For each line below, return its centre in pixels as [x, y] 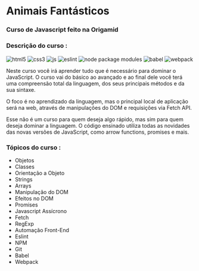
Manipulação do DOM [41, 192]
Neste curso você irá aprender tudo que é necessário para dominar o [91, 71]
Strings [24, 180]
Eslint [21, 236]
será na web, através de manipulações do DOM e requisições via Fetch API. [99, 108]
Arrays [23, 186]
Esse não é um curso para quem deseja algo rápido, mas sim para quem [95, 119]
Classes [24, 167]
